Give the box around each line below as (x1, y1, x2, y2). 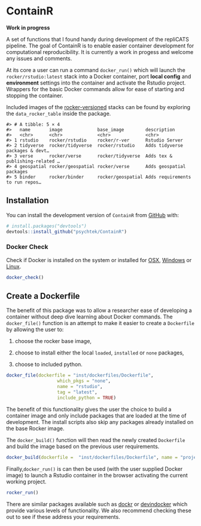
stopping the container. (6, 92, 63, 99)
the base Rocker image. (6, 425, 65, 432)
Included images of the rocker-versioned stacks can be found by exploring (6, 103, 190, 110)
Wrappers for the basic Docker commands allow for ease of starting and (6, 85, 184, 92)
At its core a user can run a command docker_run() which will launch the (6, 66, 185, 73)
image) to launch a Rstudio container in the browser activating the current (6, 471, 188, 479)
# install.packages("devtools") (6, 223, 87, 229)
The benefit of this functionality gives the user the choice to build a (6, 405, 172, 413)
